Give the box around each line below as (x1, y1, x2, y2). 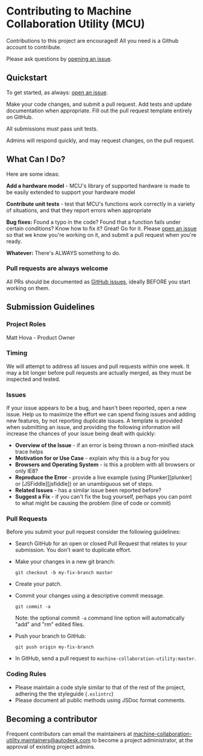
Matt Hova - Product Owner (6, 334, 76, 341)
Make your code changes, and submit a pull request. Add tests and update (6, 100, 192, 108)
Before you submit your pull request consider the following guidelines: (6, 528, 181, 535)
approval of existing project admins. (6, 743, 95, 750)
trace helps (14, 448, 43, 456)
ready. (6, 237, 22, 245)
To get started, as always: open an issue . (6, 89, 108, 96)
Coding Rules (6, 670, 47, 678)
